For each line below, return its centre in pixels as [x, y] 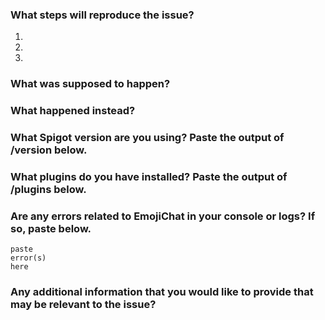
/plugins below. [48, 189]
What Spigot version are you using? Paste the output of [147, 138]
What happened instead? [73, 111]
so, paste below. [51, 228]
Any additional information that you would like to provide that [162, 292]
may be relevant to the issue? [83, 305]
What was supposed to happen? [90, 84]
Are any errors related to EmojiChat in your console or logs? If [163, 216]
